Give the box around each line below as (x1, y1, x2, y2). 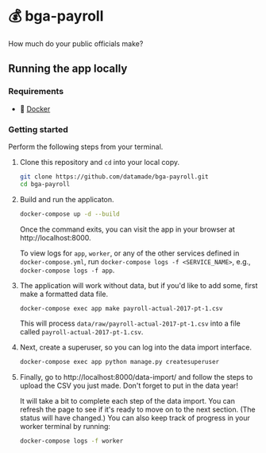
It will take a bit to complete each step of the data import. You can (19, 396, 236, 406)
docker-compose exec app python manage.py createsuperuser (19, 358, 220, 366)
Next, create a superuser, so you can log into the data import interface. (19, 342, 253, 352)
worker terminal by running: (19, 422, 111, 432)
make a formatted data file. (19, 289, 109, 299)
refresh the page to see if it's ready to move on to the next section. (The (19, 404, 256, 415)
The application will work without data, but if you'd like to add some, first (19, 280, 258, 290)
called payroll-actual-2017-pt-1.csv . (19, 327, 144, 337)
